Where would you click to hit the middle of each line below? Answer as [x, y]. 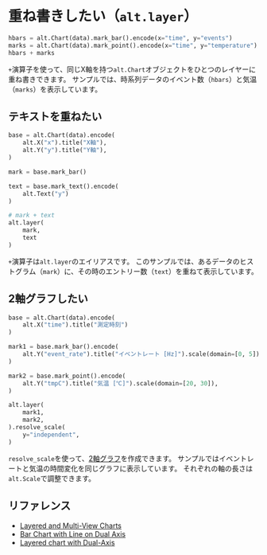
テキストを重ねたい [55, 116]
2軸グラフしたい [48, 299]
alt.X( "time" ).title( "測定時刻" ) [75, 325]
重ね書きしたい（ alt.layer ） [103, 16]
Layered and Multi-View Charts [70, 526]
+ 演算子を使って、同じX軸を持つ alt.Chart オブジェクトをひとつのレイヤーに [132, 69]
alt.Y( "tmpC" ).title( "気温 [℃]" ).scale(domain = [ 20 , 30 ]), [120, 383]
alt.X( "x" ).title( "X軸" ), [65, 143]
